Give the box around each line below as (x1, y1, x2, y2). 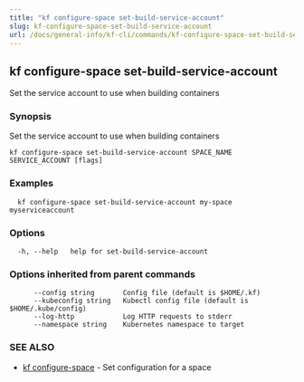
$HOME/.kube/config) (9, 304, 88, 313)
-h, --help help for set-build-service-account (17, 247, 208, 256)
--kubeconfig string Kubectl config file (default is (33, 296, 249, 306)
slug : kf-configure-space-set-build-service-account (9, 22, 213, 31)
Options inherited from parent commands (9, 268, 196, 281)
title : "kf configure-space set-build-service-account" (9, 13, 224, 23)
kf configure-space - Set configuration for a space (22, 361, 212, 372)
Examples (9, 177, 54, 190)
